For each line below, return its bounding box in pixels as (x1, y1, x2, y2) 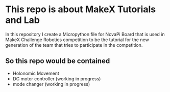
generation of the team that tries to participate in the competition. (5, 42, 143, 48)
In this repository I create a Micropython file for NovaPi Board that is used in (5, 31, 165, 37)
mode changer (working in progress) (12, 81, 90, 87)
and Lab (5, 14, 40, 26)
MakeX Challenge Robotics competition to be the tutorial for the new (5, 37, 149, 43)
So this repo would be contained (5, 57, 110, 66)
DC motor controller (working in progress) (12, 75, 101, 82)
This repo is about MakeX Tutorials (5, 4, 156, 15)
